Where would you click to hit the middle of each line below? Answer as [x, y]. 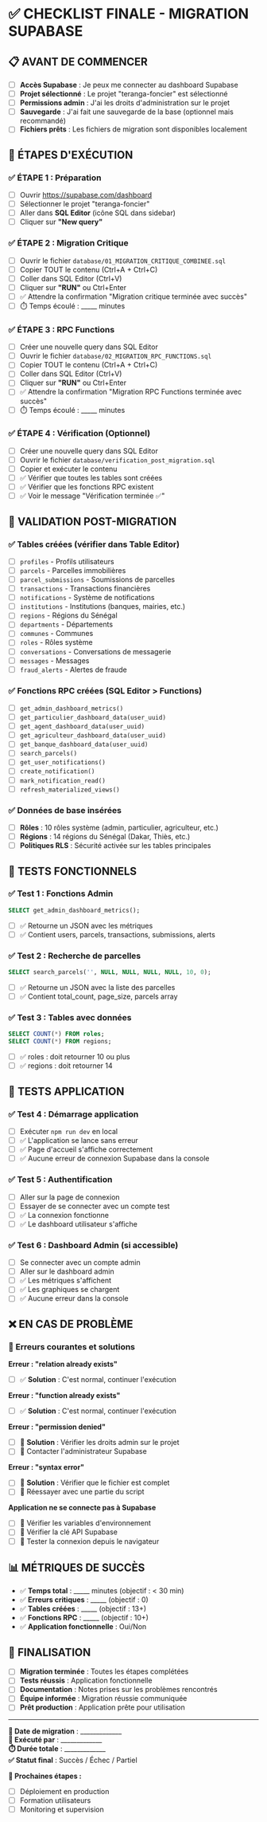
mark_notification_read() [62, 781]
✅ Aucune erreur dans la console [74, 1298]
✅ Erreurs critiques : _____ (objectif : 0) [84, 1600]
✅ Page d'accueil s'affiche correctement [86, 1149]
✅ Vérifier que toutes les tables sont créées [91, 478]
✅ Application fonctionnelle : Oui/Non [83, 1627]
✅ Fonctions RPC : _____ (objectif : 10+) [84, 1618]
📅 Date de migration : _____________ [65, 1731]
